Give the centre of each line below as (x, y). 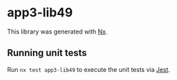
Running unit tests (47, 53)
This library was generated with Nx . (57, 31)
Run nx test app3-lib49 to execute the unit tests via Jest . (88, 69)
